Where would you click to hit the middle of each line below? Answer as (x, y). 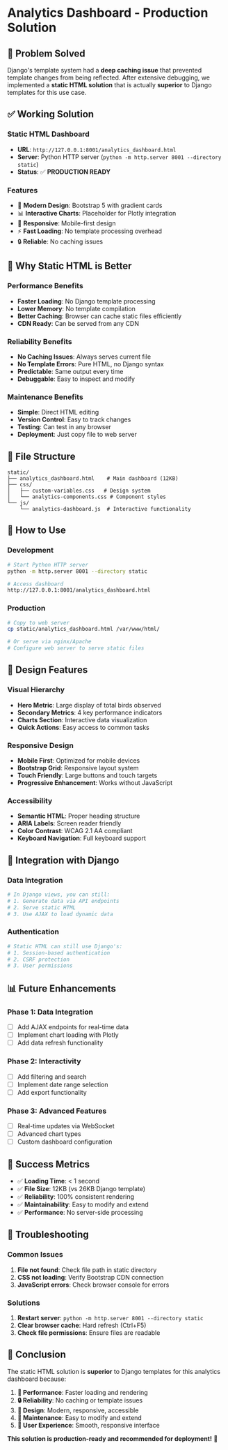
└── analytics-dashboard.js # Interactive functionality (105, 509)
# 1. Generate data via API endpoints (63, 901)
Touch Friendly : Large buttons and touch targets (87, 775)
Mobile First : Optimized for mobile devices (79, 761)
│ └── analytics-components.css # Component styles (87, 497)
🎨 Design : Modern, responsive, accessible (78, 1410)
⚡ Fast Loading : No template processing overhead (89, 231)
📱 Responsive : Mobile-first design (66, 223)
